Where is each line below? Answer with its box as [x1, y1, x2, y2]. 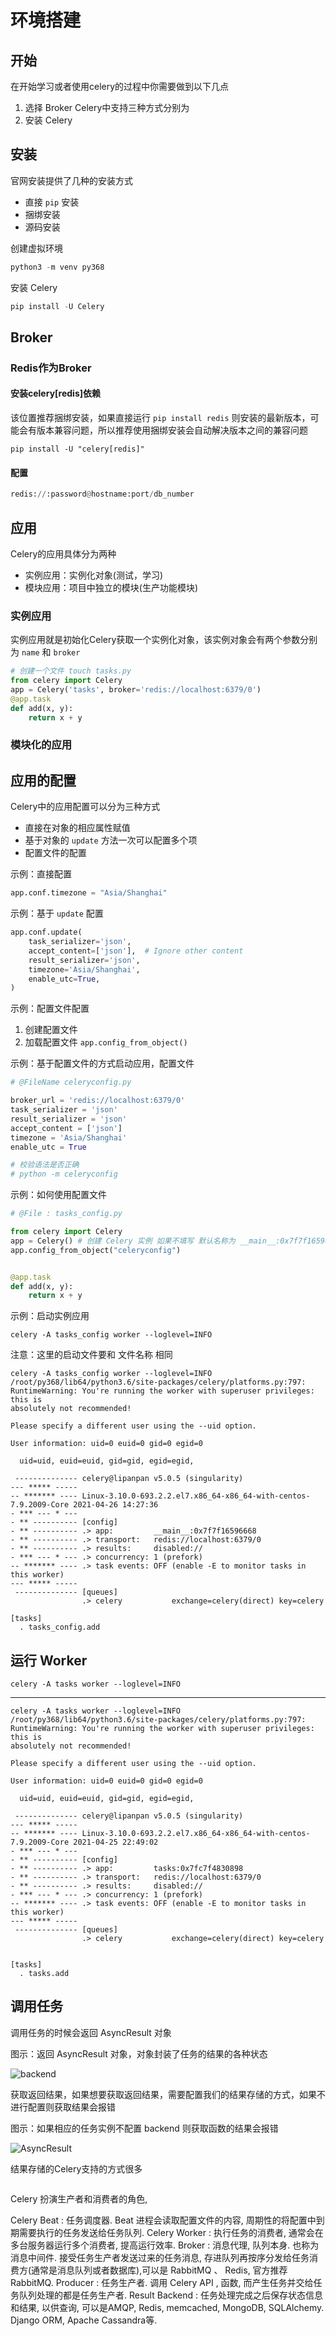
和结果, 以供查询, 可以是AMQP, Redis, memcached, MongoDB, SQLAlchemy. [10, 2301, 325, 2313]
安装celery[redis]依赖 [10, 387, 102, 400]
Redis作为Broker [10, 361, 92, 375]
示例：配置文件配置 [10, 1002, 90, 1015]
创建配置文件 [24, 1024, 78, 1036]
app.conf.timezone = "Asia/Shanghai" [10, 888, 168, 898]
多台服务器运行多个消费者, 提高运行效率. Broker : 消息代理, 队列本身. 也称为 [10, 2239, 320, 2251]
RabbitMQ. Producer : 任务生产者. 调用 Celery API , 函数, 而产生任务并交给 [10, 2276, 314, 2288]
